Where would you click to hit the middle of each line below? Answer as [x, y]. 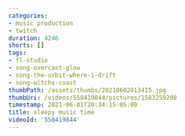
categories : [28, 16]
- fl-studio [28, 61]
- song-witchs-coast [43, 82]
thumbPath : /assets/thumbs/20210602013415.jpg [87, 90]
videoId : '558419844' [44, 120]
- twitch [23, 30]
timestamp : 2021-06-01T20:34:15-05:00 [73, 105]
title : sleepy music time [51, 113]
